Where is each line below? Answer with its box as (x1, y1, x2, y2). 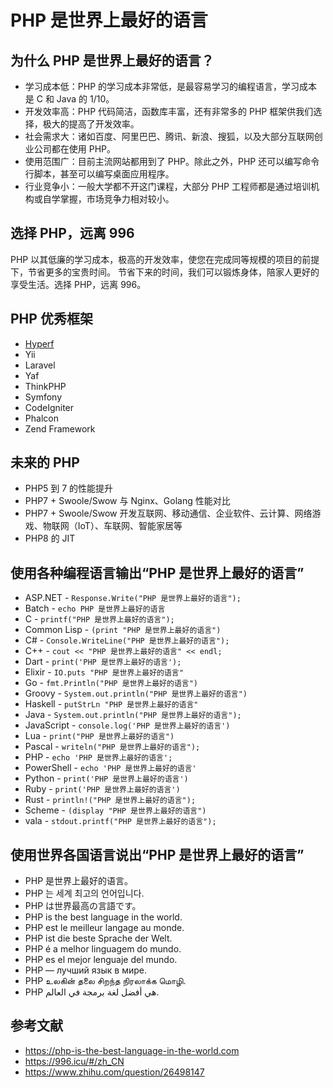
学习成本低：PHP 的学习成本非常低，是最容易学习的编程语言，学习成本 (24, 81, 318, 92)
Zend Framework (24, 422, 96, 435)
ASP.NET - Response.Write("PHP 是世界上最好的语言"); (24, 592, 242, 604)
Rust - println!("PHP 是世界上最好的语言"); (24, 794, 197, 806)
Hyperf (24, 337, 55, 350)
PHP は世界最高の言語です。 (24, 900, 142, 912)
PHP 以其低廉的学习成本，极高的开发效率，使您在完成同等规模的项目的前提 (10, 253, 320, 265)
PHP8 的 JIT (24, 532, 76, 545)
